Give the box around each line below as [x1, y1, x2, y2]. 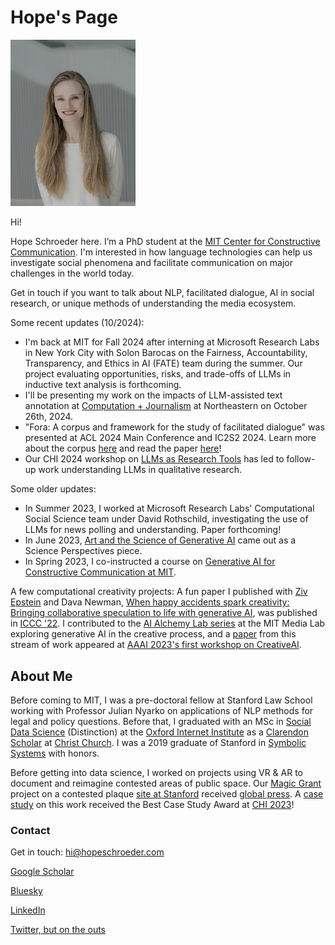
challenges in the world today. [10, 267, 135, 280]
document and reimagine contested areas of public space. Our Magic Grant [10, 777, 322, 790]
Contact [10, 823, 51, 837]
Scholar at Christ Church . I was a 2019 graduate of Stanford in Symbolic [10, 737, 307, 749]
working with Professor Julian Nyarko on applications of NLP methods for [10, 705, 314, 717]
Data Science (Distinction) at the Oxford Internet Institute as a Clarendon [10, 726, 309, 738]
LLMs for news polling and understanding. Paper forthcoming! [24, 524, 282, 536]
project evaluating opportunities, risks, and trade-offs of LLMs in [24, 368, 292, 380]
